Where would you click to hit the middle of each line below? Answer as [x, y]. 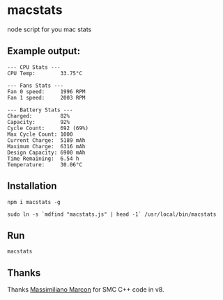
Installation [32, 186]
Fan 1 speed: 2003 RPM [46, 97]
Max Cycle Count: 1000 [40, 134]
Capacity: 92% [39, 122]
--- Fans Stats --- [36, 86]
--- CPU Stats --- [34, 67]
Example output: [44, 51]
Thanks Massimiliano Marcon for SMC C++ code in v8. [86, 290]
